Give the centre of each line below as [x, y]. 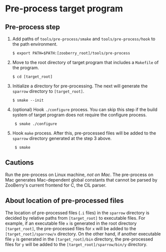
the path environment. [35, 44]
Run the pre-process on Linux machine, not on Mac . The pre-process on [79, 175]
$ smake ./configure [36, 124]
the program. [26, 68]
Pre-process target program [64, 9]
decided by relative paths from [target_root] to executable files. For [75, 218]
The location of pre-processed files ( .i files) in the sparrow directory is [77, 213]
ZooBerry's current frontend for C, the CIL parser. [56, 185]
